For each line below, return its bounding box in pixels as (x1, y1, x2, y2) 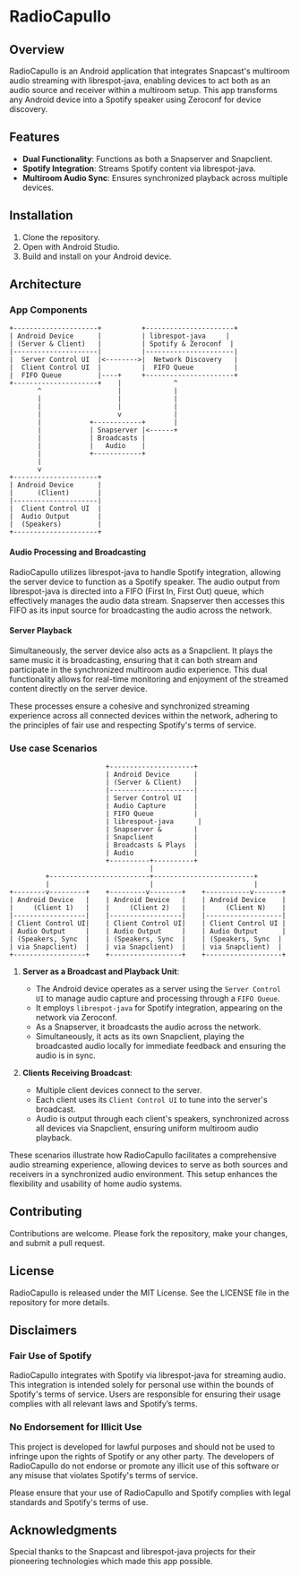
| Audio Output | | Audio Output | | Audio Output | (9, 927, 287, 936)
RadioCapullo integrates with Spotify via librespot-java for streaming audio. (9, 1370, 287, 1381)
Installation (9, 208, 73, 223)
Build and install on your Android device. (21, 251, 172, 262)
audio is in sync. (35, 1050, 96, 1061)
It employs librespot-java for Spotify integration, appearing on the (35, 1003, 284, 1013)
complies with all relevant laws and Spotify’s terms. (9, 1399, 198, 1409)
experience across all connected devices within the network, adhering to (9, 710, 279, 720)
